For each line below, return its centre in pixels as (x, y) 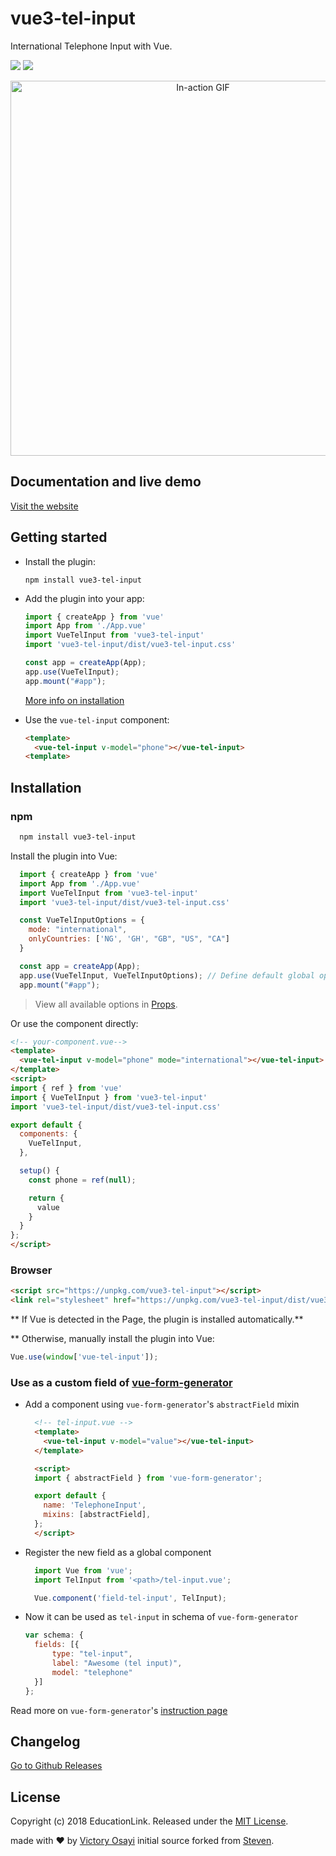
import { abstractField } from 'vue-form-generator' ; (148, 1478)
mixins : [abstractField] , (97, 1515)
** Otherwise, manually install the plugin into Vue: (112, 1339)
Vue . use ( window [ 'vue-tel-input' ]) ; (84, 1357)
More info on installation (74, 700)
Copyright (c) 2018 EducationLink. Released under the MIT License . (149, 1821)
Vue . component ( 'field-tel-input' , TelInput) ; (131, 1598)
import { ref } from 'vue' (66, 1088)
